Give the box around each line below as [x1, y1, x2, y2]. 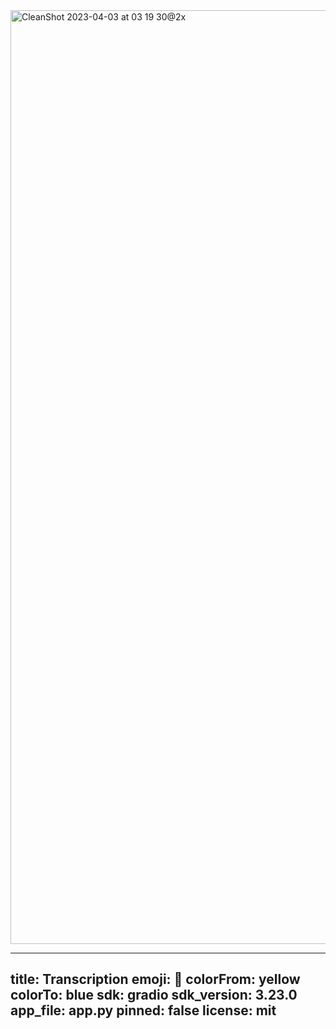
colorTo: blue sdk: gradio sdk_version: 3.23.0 [10, 987, 298, 1004]
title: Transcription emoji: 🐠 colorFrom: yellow [10, 971, 301, 988]
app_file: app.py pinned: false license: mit [10, 1002, 277, 1019]
